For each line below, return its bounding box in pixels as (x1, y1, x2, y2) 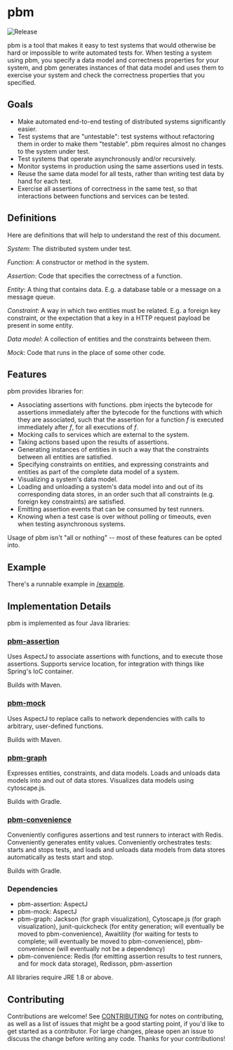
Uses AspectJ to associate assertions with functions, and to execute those (7, 652, 223, 661)
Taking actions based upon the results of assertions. (17, 438, 170, 446)
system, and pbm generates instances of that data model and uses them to (7, 63, 225, 72)
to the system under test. (17, 147, 91, 155)
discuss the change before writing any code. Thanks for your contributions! (7, 1035, 226, 1043)
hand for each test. (17, 177, 73, 185)
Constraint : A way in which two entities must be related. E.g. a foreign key (7, 306, 221, 314)
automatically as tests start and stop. (7, 853, 114, 861)
